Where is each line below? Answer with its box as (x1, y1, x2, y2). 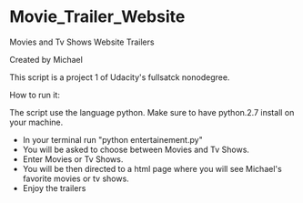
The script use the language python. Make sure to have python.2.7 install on (9, 107, 295, 117)
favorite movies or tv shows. (22, 173, 129, 184)
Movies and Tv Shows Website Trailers (9, 36, 155, 47)
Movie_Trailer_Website (9, 6, 186, 27)
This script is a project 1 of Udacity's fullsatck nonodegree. (9, 71, 230, 83)
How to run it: (9, 89, 61, 100)
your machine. (9, 117, 64, 127)
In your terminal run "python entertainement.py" (22, 134, 203, 145)
